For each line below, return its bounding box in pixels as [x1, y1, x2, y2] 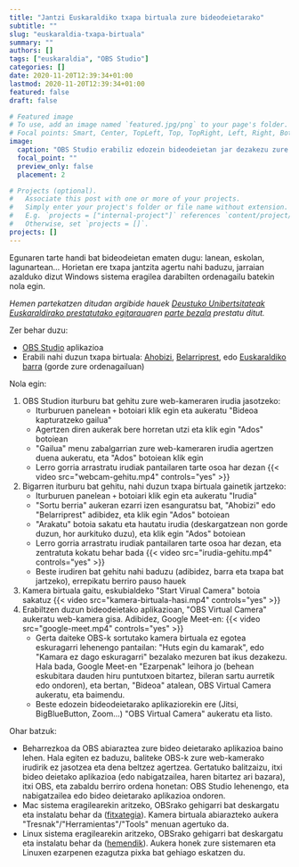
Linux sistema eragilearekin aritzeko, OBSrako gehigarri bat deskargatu [21, 828, 283, 838]
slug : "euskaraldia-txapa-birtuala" [9, 29, 145, 38]
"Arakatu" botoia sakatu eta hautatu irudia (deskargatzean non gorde [35, 518, 288, 529]
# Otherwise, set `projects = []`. [9, 219, 149, 228]
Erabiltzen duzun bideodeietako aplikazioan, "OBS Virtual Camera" [21, 604, 267, 615]
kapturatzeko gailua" [35, 414, 112, 425]
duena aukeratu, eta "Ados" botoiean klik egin [35, 452, 204, 463]
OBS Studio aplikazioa [21, 342, 104, 352]
